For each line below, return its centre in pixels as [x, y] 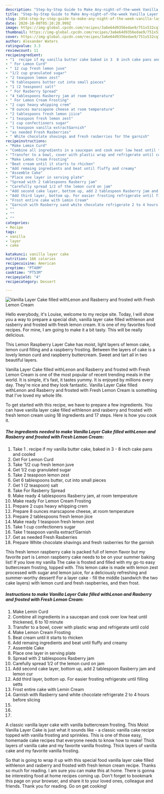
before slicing [26, 700]
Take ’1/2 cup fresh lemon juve [43, 465]
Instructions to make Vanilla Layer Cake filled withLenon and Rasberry [79, 594]
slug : [11, 19]
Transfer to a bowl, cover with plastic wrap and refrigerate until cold [81, 627]
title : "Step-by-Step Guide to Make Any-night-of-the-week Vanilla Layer [82, 14]
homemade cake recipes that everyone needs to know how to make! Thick [80, 740]
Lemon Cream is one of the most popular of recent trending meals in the [78, 375]
